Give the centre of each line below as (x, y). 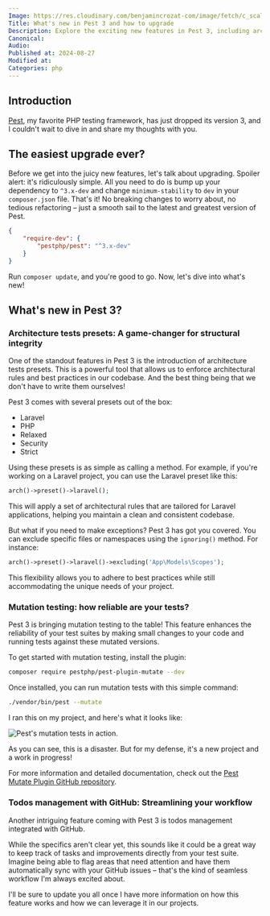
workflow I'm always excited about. (67, 878)
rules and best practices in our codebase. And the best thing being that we (132, 378)
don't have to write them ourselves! (67, 387)
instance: (24, 548)
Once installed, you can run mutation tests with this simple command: (123, 688)
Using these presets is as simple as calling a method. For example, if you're (133, 467)
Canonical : (27, 38)
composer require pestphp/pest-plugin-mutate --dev (96, 672)
